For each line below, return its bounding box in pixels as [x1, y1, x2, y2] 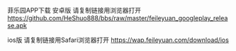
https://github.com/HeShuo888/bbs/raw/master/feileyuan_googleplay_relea [7, 14, 228, 22]
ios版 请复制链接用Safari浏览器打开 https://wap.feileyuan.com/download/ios [7, 36, 229, 44]
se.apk [7, 22, 27, 29]
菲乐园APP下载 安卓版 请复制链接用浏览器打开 [7, 6, 142, 14]
